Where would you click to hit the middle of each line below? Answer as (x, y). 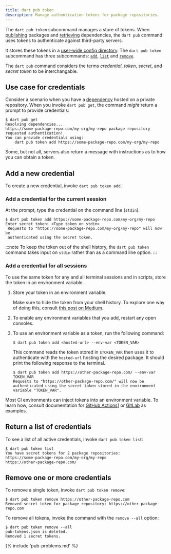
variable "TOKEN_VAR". (37, 390)
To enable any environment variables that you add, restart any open (84, 318)
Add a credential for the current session (56, 199)
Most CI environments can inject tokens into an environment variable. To (82, 400)
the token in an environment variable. (45, 282)
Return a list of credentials (48, 427)
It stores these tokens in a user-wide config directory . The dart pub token (83, 50)
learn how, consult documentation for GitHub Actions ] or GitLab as (76, 405)
